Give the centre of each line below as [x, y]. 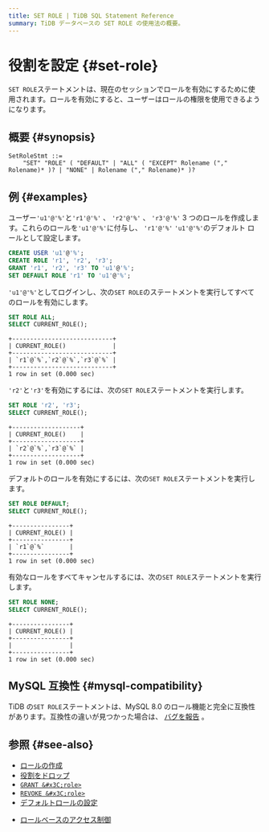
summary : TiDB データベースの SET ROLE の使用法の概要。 [96, 23]
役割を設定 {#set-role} [84, 66]
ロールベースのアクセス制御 [65, 820]
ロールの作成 [41, 765]
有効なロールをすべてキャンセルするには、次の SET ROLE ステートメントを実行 [135, 576]
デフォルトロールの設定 [59, 803]
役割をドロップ [45, 776]
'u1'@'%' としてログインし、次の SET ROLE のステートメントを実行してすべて [132, 292]
